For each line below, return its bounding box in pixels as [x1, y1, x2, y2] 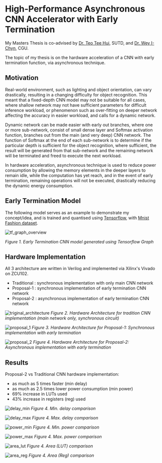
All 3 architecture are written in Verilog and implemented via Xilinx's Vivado [5, 266, 155, 271]
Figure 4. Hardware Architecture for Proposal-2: [33, 339, 130, 345]
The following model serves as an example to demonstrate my [5, 209, 130, 215]
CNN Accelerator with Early [5, 14, 118, 25]
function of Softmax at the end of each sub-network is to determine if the [5, 137, 152, 143]
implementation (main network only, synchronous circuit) [5, 315, 120, 321]
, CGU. [15, 45, 29, 51]
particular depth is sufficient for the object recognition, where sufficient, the [5, 142, 157, 148]
